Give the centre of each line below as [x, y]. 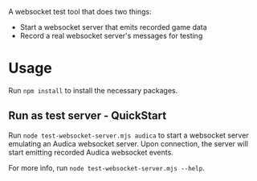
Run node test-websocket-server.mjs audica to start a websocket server [128, 135]
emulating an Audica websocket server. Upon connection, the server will [128, 143]
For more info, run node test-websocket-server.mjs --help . [106, 167]
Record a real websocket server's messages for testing [111, 36]
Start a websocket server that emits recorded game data [113, 27]
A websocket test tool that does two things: [80, 12]
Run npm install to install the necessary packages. [93, 90]
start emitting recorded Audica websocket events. [91, 152]
